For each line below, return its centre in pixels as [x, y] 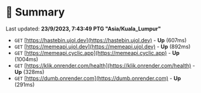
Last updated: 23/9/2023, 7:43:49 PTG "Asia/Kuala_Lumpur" [83, 29]
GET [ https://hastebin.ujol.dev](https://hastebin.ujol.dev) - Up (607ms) [100, 40]
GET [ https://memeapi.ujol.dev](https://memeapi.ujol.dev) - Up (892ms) [102, 46]
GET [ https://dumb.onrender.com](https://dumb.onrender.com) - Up [97, 78]
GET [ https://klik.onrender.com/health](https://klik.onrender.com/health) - [105, 66]
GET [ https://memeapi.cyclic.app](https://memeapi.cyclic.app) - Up [97, 52]
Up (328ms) [29, 72]
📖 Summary [35, 12]
